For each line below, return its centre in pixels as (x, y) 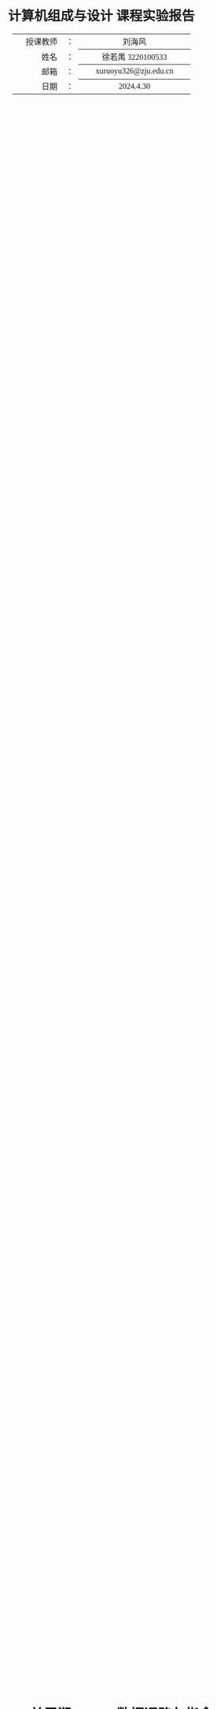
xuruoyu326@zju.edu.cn (134, 71)
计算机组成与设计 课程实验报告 (101, 16)
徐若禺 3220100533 (134, 57)
